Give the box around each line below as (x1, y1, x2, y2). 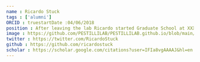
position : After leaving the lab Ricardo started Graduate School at (6, 25, 185, 31)
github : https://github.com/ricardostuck (6, 42, 113, 48)
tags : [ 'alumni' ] (6, 14, 52, 20)
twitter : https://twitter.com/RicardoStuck (6, 36, 118, 42)
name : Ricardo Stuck (6, 8, 60, 15)
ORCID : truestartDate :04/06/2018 (6, 19, 95, 25)
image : (6, 31, 26, 37)
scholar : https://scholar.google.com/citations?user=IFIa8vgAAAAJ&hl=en (6, 47, 193, 53)
